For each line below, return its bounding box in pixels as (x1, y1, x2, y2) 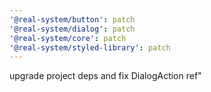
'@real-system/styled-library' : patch (9, 42, 171, 53)
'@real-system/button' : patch (9, 14, 136, 25)
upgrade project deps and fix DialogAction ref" (9, 70, 202, 82)
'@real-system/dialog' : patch (9, 24, 136, 34)
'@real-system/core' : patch (9, 33, 127, 43)
